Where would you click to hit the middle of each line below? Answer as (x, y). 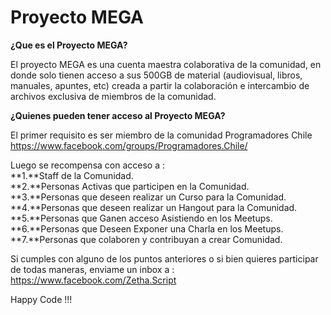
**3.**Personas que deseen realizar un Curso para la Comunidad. (148, 197)
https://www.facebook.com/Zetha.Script (93, 280)
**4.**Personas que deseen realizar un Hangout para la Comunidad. (154, 207)
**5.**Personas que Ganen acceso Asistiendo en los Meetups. (141, 218)
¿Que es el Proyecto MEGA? (69, 45)
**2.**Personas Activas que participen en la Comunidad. (130, 186)
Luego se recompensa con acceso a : (87, 165)
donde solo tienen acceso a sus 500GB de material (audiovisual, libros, (156, 75)
